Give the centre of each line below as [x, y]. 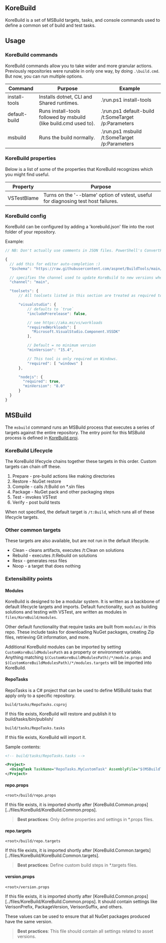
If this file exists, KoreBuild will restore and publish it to [61, 714]
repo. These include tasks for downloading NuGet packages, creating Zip [80, 632]
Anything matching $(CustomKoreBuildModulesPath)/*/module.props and [78, 657]
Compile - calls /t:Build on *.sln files [48, 487]
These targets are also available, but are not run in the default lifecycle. [77, 541]
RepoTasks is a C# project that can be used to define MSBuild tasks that [79, 690]
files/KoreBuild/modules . [31, 617]
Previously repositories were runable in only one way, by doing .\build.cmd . [82, 71]
